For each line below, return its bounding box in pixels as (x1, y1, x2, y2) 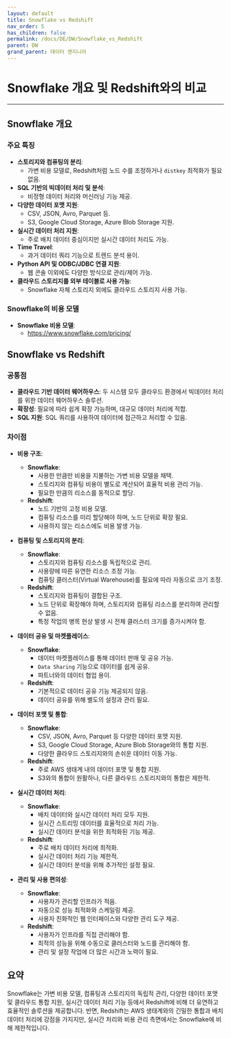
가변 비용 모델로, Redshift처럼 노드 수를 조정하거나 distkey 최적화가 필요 (27, 166, 223, 174)
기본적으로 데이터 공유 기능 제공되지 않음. (37, 686, 148, 695)
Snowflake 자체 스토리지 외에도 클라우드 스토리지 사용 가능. (27, 285, 188, 293)
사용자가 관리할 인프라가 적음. (37, 897, 117, 905)
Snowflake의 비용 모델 (7, 304, 79, 314)
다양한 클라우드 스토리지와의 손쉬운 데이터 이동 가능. (37, 749, 177, 757)
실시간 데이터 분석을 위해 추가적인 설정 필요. (37, 860, 155, 869)
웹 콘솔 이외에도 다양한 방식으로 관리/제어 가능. (27, 268, 153, 276)
